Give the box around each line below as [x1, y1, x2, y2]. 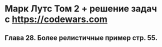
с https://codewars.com [4, 13, 108, 25]
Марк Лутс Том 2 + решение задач [4, 3, 157, 14]
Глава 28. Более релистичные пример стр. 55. [4, 33, 158, 42]
